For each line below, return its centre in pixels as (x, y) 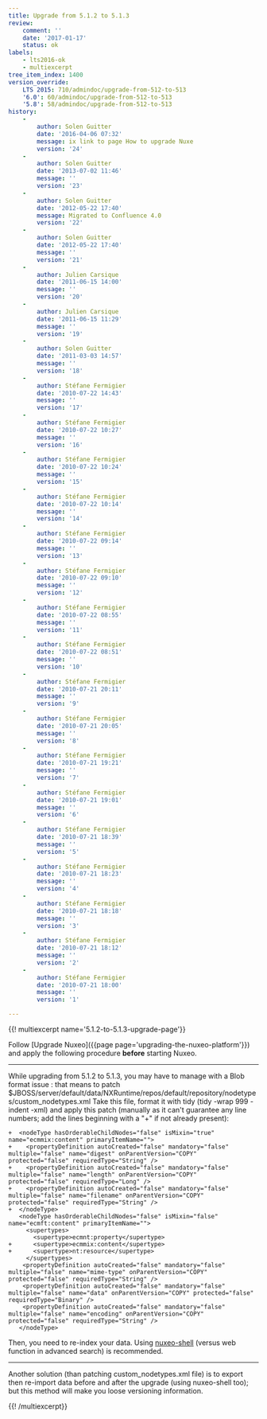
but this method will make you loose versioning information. (106, 1391)
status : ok (41, 45)
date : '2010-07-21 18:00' (80, 985)
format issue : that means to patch (64, 1084)
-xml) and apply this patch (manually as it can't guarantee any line (139, 1110)
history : (23, 112)
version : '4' (58, 889)
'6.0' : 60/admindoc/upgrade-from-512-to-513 (97, 97)
